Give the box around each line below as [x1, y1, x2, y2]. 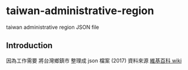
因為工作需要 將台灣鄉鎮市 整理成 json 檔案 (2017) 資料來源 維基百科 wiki [6, 57, 182, 64]
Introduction [6, 41, 53, 51]
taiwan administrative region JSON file [6, 24, 100, 31]
